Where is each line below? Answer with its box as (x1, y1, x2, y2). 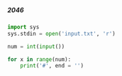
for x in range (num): (7, 55, 72, 63)
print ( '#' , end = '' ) (20, 63, 84, 70)
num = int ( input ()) (7, 43, 65, 50)
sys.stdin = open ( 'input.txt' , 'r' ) (7, 30, 116, 37)
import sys (7, 23, 40, 31)
